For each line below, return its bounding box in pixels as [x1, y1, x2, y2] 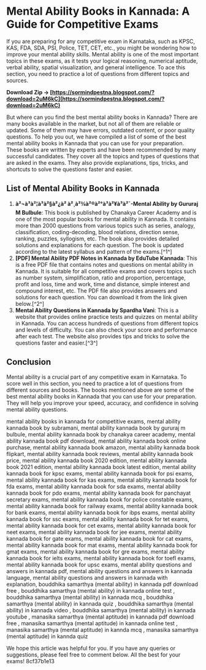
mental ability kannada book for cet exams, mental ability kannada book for [6, 522, 196, 529]
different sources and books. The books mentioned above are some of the [6, 386, 194, 394]
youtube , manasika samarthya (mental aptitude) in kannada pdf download [6, 613, 194, 620]
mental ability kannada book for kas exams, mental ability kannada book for [6, 476, 197, 484]
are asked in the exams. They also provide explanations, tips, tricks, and [6, 159, 188, 166]
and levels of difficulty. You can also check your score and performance [15, 326, 197, 333]
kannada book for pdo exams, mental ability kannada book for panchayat [6, 489, 191, 497]
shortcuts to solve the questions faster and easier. [6, 166, 133, 173]
